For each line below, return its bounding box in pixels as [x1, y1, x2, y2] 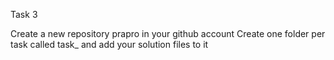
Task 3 [10, 9, 38, 20]
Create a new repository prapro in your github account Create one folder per [10, 28, 326, 39]
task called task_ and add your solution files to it [10, 39, 209, 50]
